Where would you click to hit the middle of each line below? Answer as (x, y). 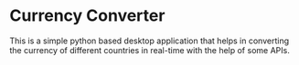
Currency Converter (87, 16)
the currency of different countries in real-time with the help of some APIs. (149, 50)
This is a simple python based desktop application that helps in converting (149, 41)
